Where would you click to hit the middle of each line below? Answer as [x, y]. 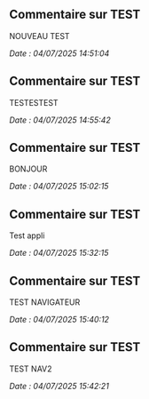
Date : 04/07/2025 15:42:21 [59, 386]
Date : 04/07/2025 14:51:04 [59, 53]
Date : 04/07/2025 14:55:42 [60, 120]
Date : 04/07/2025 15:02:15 [59, 187]
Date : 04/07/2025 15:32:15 [59, 253]
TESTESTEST [34, 102]
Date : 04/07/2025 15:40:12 [59, 320]
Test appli [27, 235]
